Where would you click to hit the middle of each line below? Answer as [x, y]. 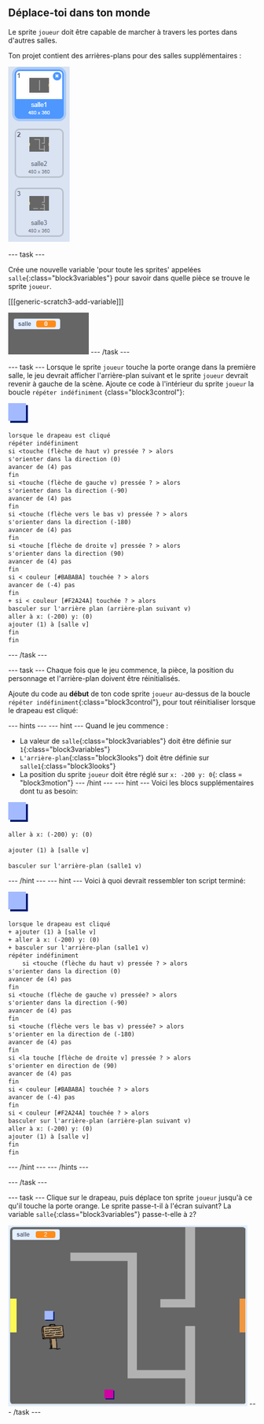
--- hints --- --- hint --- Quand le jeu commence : [88, 725]
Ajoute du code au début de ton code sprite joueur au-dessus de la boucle [129, 694]
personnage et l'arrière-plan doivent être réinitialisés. [94, 678]
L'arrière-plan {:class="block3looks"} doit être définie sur [114, 757]
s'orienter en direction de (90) [63, 1066]
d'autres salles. [33, 40]
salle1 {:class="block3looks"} [68, 766]
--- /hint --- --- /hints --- [48, 1167]
